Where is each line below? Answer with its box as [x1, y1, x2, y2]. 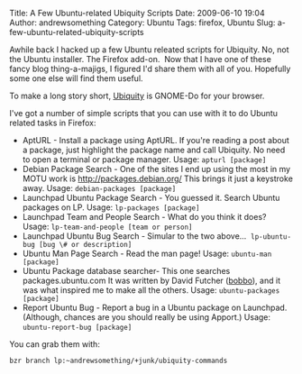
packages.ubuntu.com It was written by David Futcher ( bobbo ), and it [22, 275, 281, 286]
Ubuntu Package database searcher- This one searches [22, 266, 231, 276]
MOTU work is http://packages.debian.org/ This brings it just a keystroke [22, 173, 293, 184]
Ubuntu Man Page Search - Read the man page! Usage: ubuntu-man [22, 248, 272, 259]
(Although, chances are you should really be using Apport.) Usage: [22, 312, 271, 323]
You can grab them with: [9, 339, 101, 350]
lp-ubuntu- [251, 233, 291, 242]
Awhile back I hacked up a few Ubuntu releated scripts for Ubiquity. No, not [9, 44, 290, 55]
